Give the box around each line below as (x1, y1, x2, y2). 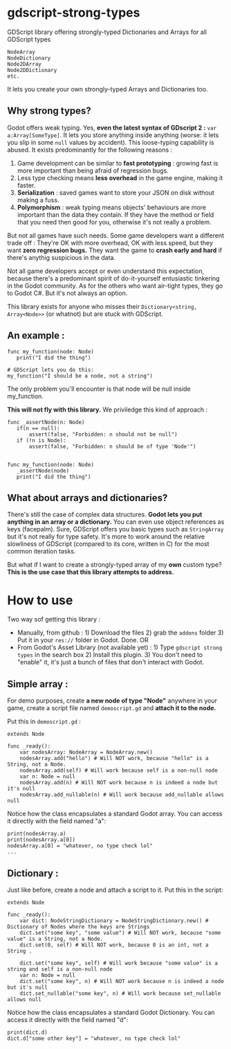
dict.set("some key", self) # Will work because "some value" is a (19, 960, 218, 967)
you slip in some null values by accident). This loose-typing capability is (7, 138, 214, 146)
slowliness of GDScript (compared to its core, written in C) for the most (7, 540, 210, 548)
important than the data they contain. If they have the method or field (17, 210, 214, 219)
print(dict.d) (7, 1029, 48, 1036)
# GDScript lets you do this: (7, 366, 95, 373)
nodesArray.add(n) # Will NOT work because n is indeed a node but (19, 779, 218, 786)
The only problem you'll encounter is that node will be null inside (7, 385, 192, 393)
